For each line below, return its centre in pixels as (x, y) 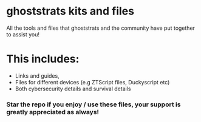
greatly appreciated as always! (53, 112)
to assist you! (23, 34)
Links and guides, (37, 76)
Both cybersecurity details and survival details (73, 89)
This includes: (43, 59)
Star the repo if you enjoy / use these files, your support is (94, 104)
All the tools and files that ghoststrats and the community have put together (101, 28)
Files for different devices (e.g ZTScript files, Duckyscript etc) (92, 82)
